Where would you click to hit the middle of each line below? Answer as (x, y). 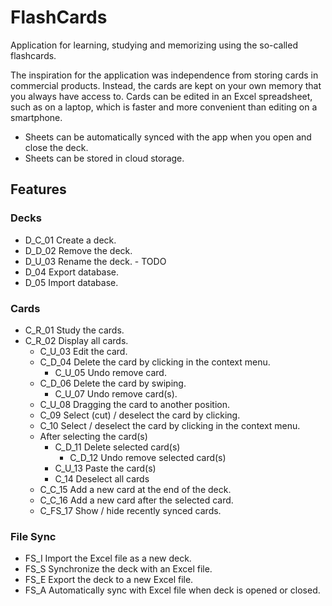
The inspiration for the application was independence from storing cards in (164, 75)
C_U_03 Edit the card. (83, 351)
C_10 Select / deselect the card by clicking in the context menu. (170, 425)
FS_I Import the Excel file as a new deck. (108, 558)
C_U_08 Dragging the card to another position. (135, 404)
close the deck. (56, 147)
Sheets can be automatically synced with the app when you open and (168, 137)
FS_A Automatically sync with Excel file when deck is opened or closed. (172, 590)
